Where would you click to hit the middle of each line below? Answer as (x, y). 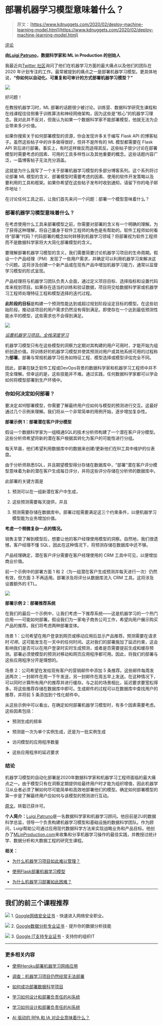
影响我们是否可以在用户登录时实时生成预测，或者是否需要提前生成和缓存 (77, 648)
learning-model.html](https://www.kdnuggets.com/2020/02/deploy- (85, 30)
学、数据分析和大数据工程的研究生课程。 (45, 840)
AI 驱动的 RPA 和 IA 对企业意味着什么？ (51, 1017)
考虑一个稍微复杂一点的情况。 (35, 528)
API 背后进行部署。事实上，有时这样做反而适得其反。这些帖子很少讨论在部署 (81, 148)
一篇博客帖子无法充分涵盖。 (41, 160)
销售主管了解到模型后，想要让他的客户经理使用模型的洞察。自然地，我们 (77, 538)
